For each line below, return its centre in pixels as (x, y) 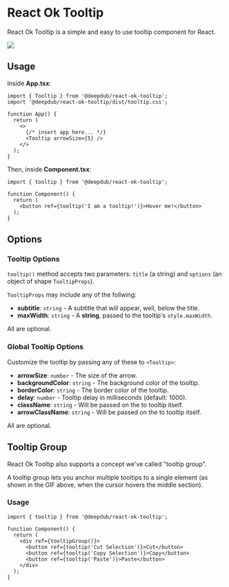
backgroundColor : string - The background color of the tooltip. (108, 382)
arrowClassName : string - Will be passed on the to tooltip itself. (109, 412)
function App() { (32, 114)
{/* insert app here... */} (66, 132)
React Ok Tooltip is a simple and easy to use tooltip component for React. (111, 32)
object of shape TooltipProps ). (51, 281)
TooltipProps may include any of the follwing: (72, 295)
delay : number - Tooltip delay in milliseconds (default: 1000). (102, 397)
